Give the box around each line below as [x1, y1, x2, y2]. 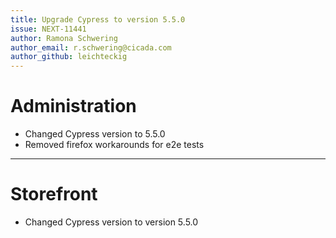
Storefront [10, 183, 98, 206]
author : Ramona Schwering [10, 33, 118, 43]
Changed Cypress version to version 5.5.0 [24, 216, 199, 228]
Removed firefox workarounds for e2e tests [24, 139, 205, 151]
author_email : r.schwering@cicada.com [10, 42, 172, 53]
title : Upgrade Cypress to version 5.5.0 [10, 14, 186, 25]
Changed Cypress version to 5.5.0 [24, 128, 166, 140]
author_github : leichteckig [10, 52, 128, 62]
